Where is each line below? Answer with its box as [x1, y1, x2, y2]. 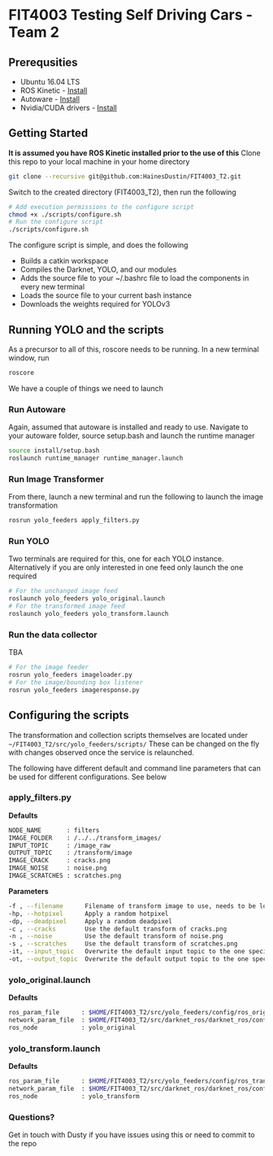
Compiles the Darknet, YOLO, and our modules [19, 264, 177, 274]
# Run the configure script [8, 218, 104, 226]
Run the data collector [8, 629, 97, 640]
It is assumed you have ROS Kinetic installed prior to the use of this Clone [8, 148, 262, 158]
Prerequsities [8, 55, 79, 69]
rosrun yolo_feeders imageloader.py [8, 671, 132, 679]
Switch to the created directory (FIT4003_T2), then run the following [8, 187, 237, 197]
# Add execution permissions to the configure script [8, 203, 195, 211]
